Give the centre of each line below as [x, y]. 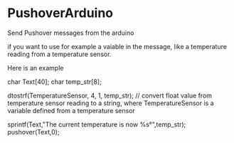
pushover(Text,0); [33, 132]
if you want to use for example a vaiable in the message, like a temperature [117, 46]
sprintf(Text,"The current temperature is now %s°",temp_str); [97, 124]
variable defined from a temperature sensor [71, 110]
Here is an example [36, 68]
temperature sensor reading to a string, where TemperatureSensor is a [111, 103]
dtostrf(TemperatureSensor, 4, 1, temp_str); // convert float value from [110, 95]
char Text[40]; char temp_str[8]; [54, 81]
